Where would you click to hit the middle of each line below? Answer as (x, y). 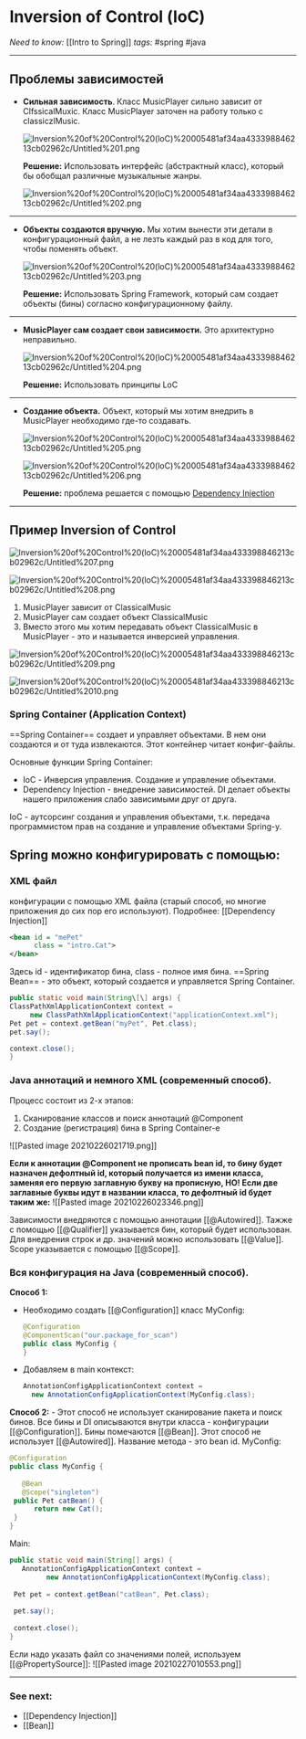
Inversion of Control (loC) (107, 17)
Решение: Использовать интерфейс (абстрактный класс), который (153, 165)
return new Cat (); (68, 1509)
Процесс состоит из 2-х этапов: (71, 1100)
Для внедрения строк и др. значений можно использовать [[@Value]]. (147, 1238)
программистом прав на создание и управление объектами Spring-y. (146, 826)
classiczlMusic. (51, 121)
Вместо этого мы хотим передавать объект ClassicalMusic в (140, 627)
